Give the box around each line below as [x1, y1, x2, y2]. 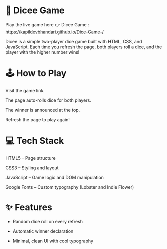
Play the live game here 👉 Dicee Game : [5, 21, 89, 27]
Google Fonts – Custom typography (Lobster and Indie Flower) [5, 184, 134, 190]
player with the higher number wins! [5, 49, 80, 55]
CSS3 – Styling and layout [5, 165, 59, 171]
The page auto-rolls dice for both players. [5, 97, 91, 103]
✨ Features [5, 202, 53, 213]
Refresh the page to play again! [5, 116, 70, 122]
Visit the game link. [5, 87, 45, 93]
